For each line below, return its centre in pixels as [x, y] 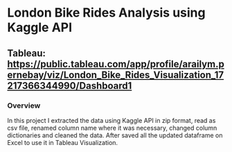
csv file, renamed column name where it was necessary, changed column [112, 128]
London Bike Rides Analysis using [106, 13]
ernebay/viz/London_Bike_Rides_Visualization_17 [116, 75]
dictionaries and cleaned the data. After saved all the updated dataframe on [115, 135]
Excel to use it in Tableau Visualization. [63, 142]
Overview [24, 105]
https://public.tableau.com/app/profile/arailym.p [116, 64]
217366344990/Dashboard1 [70, 86]
